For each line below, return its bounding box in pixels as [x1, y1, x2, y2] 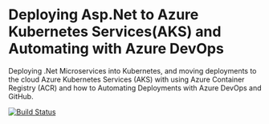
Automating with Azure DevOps [8, 40, 225, 58]
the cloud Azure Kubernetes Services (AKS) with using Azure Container [8, 74, 245, 84]
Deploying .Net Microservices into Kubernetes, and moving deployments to [8, 66, 257, 75]
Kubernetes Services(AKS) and [8, 22, 222, 41]
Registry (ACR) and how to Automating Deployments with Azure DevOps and [8, 82, 262, 93]
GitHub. [8, 91, 34, 101]
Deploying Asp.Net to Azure [8, 6, 199, 24]
